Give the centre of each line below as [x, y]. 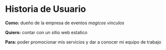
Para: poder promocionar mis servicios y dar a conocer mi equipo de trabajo [83, 42]
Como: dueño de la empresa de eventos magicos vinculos [65, 23]
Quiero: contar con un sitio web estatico [46, 32]
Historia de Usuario [46, 9]
